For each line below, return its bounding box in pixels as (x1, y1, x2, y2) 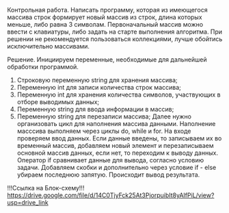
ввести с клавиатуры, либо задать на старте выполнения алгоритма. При (7, 27, 223, 36)
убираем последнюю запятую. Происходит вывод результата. (16, 171, 200, 179)
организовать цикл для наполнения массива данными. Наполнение (16, 120, 216, 127)
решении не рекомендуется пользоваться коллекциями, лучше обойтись (7, 35, 223, 43)
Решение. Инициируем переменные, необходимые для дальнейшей (7, 55, 207, 64)
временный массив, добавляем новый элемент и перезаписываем (16, 142, 214, 149)
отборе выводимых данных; (16, 98, 100, 105)
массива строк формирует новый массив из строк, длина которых (7, 13, 203, 21)
